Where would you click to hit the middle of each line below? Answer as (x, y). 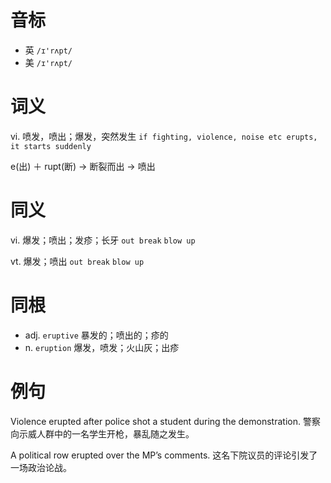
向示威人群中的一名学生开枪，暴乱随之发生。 (102, 433)
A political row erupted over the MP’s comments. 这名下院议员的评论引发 (160, 455)
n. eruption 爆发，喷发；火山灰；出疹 (102, 347)
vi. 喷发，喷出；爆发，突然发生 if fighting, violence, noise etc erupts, (164, 136)
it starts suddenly (51, 146)
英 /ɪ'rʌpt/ (48, 50)
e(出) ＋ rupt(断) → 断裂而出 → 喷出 (83, 166)
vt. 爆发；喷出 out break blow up (77, 261)
